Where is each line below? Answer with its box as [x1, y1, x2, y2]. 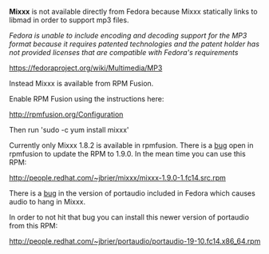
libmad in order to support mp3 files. [9, 15, 129, 25]
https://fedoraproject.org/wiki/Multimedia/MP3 [9, 63, 163, 73]
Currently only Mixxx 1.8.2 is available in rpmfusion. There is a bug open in [9, 141, 254, 150]
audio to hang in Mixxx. [9, 197, 86, 206]
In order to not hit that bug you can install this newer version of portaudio [9, 212, 250, 222]
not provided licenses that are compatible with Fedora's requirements [9, 48, 239, 57]
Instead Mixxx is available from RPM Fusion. [9, 79, 154, 88]
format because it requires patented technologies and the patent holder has [9, 39, 260, 49]
